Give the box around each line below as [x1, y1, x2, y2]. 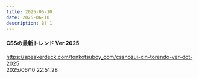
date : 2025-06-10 [6, 14, 50, 21]
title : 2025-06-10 [6, 8, 52, 15]
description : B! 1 [6, 20, 52, 26]
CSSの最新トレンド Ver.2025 [6, 39, 80, 46]
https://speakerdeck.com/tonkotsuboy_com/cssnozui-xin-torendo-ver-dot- [6, 53, 193, 60]
